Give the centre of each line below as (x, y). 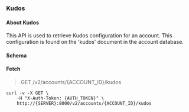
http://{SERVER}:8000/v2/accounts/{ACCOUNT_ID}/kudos (84, 103)
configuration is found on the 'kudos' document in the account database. (95, 42)
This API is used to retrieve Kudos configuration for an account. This (89, 36)
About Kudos (23, 23)
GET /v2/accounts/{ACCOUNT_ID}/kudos (71, 82)
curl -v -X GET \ (27, 93)
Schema (17, 55)
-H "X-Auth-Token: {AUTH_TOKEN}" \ (61, 98)
